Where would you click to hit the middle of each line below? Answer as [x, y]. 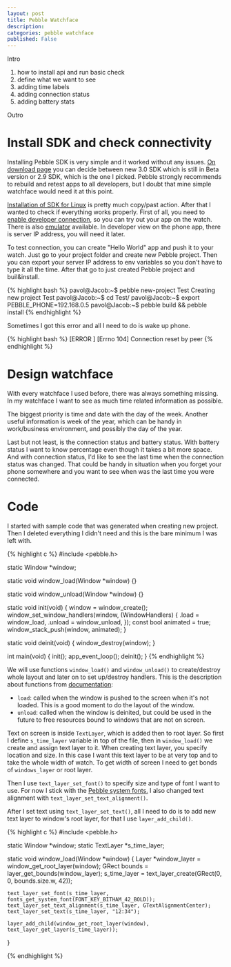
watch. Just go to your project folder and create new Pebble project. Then [112, 255]
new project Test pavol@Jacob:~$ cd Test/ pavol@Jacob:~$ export [103, 298]
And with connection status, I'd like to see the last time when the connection [115, 457]
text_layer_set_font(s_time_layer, [58, 893]
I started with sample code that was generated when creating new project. [113, 526]
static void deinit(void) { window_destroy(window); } [81, 642]
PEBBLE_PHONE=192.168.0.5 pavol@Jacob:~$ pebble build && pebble [107, 305]
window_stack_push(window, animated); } [67, 629]
